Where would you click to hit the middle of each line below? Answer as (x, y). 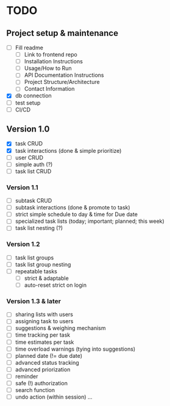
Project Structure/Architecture (62, 82)
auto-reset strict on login (55, 285)
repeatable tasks (36, 271)
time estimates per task (44, 342)
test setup (28, 103)
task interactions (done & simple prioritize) (68, 150)
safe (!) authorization (41, 383)
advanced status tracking (47, 362)
